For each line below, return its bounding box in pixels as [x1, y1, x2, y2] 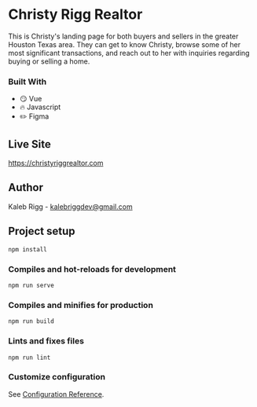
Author [8, 181, 43, 194]
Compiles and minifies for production [8, 299, 153, 310]
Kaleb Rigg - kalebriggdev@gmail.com [8, 202, 133, 211]
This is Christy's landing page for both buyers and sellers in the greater [8, 31, 239, 41]
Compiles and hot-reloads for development [8, 263, 177, 274]
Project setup [8, 225, 76, 238]
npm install [8, 245, 47, 253]
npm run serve [8, 281, 55, 289]
